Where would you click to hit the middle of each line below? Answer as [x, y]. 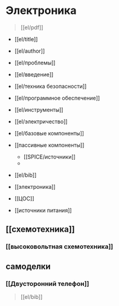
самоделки [28, 266]
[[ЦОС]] [24, 199]
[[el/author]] [30, 51]
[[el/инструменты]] [39, 109]
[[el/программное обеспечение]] [57, 98]
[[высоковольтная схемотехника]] [59, 246]
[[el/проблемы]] [35, 63]
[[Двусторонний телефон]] [47, 284]
